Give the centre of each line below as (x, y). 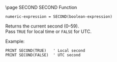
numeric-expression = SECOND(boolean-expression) (59, 17)
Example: (15, 41)
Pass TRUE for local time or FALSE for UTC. (48, 32)
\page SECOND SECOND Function (41, 7)
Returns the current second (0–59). (42, 26)
